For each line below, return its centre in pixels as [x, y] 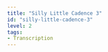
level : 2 [19, 26]
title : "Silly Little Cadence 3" [55, 13]
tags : [15, 32]
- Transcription [30, 38]
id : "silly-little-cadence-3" [50, 20]
